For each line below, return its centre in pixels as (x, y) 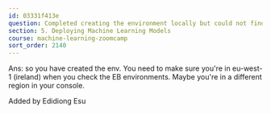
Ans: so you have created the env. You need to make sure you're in (120, 68)
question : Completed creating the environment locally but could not (128, 23)
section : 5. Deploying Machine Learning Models (90, 31)
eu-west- (248, 68)
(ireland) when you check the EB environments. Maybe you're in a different (138, 77)
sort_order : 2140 (38, 46)
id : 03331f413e (34, 16)
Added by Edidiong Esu (47, 101)
